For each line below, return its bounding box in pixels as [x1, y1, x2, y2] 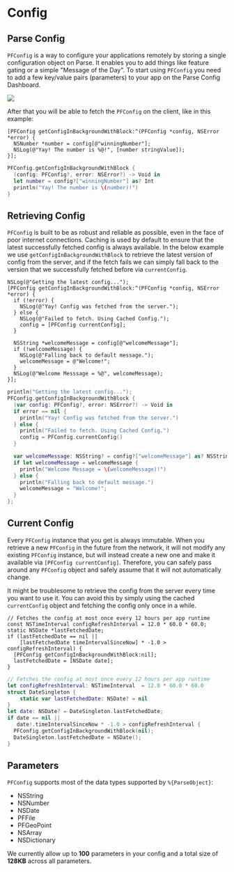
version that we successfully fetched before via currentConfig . [7, 265, 188, 274]
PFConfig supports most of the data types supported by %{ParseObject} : [7, 778, 214, 786]
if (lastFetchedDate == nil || [7, 632, 98, 640]
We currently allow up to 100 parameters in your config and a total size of [7, 850, 219, 858]
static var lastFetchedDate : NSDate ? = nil [19, 695, 148, 702]
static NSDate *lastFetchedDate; [7, 627, 104, 634]
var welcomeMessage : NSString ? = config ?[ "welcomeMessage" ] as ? [13, 453, 204, 460]
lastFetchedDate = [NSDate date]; [13, 657, 114, 664]
